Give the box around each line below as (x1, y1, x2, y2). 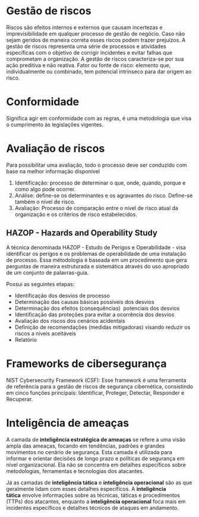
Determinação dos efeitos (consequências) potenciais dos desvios (14, 305, 180, 312)
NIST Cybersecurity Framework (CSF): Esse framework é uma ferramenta (6, 376, 187, 383)
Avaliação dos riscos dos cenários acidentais (14, 317, 125, 324)
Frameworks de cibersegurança (6, 357, 167, 370)
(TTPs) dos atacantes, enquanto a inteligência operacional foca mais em (6, 497, 186, 505)
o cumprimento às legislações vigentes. (6, 120, 104, 128)
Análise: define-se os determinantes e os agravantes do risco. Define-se (14, 192, 193, 199)
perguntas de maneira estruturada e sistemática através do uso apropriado (6, 262, 189, 269)
